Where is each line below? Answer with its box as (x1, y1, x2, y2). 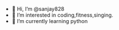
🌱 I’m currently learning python (11, 18, 88, 24)
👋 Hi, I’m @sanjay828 (11, 6, 64, 12)
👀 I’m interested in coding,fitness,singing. (11, 12, 114, 18)
